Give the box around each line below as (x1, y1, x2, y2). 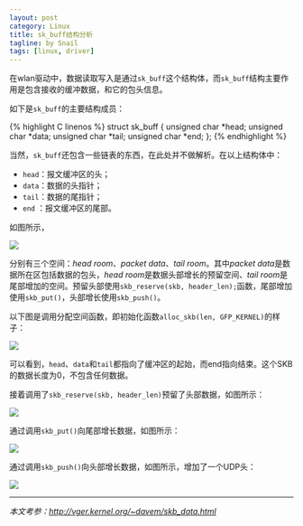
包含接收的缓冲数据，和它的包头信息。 (24, 84, 168, 95)
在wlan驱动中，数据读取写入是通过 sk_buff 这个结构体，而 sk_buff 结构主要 (9, 73, 281, 84)
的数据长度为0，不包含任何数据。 (9, 370, 133, 380)
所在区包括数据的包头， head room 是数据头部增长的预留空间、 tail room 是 (16, 269, 289, 280)
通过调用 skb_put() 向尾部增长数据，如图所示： (9, 426, 180, 437)
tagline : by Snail (9, 38, 78, 48)
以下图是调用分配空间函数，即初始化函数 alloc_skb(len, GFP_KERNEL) (9, 311, 265, 322)
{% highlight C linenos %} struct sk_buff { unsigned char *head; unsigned (9, 121, 284, 132)
